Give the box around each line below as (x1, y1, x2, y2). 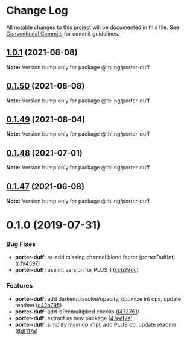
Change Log (6, 4, 68, 17)
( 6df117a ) (14, 327, 38, 335)
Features (6, 282, 33, 290)
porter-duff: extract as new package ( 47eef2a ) (14, 314, 133, 321)
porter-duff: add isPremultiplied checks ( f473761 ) (14, 308, 140, 315)
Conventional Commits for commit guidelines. (6, 30, 119, 37)
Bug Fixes (6, 240, 36, 248)
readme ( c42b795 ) (14, 301, 62, 309)
